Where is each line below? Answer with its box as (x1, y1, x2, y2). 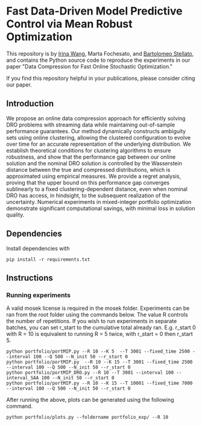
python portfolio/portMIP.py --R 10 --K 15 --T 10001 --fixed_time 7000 (6, 380, 193, 387)
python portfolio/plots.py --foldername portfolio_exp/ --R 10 (6, 415, 169, 421)
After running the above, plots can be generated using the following (6, 396, 174, 404)
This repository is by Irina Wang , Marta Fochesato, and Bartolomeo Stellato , (6, 50, 194, 57)
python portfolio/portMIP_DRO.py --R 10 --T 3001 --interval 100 (6, 370, 174, 376)
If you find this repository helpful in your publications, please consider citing (6, 74, 195, 82)
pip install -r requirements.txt (6, 256, 90, 263)
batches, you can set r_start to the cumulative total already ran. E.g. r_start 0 (6, 324, 196, 331)
